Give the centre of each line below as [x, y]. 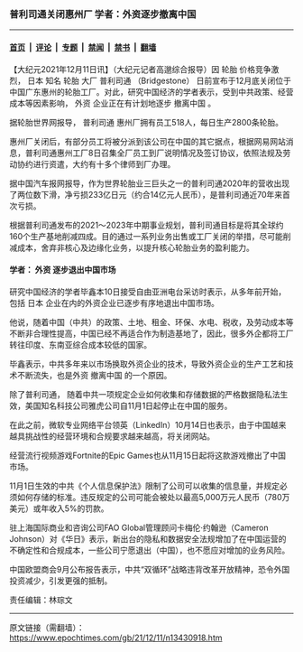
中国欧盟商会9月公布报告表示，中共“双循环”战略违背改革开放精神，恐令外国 [150, 569]
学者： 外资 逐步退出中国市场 [63, 270]
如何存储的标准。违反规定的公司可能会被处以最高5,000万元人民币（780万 [153, 497]
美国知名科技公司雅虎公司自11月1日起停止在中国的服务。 [129, 405]
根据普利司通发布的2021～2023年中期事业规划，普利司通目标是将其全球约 [147, 225]
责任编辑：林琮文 [41, 600]
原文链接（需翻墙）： [47, 627]
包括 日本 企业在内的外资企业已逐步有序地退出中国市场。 [114, 303]
